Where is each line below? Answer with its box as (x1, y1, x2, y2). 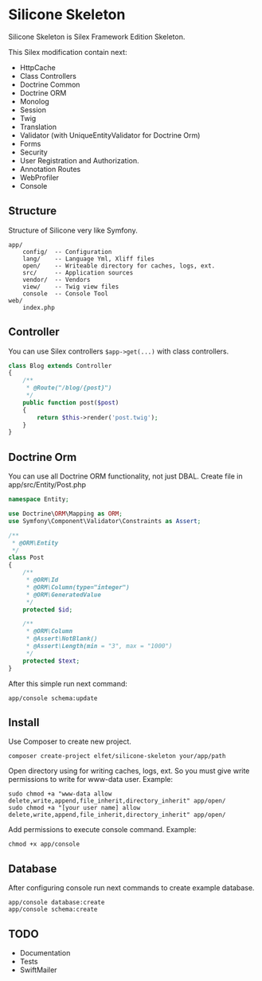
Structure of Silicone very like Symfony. (8, 225, 138, 235)
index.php (22, 303, 56, 311)
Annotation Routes (19, 164, 81, 174)
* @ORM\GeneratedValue (25, 591, 102, 599)
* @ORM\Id (25, 576, 59, 584)
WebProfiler (19, 173, 60, 182)
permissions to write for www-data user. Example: (8, 775, 174, 784)
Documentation (19, 948, 71, 957)
